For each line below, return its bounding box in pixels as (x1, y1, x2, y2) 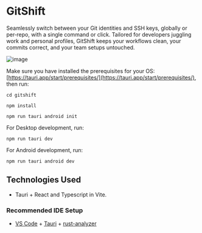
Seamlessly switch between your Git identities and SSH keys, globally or (6, 24, 187, 32)
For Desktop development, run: (6, 123, 84, 131)
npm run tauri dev (6, 136, 53, 142)
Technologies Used (6, 175, 81, 185)
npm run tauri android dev (6, 158, 75, 164)
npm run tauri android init (6, 113, 78, 119)
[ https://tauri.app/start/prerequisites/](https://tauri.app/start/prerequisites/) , (6, 74, 197, 81)
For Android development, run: (6, 146, 83, 153)
